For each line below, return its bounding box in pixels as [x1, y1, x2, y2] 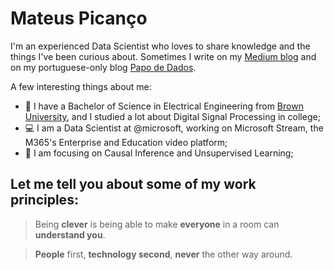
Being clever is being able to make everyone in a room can [34, 218, 280, 230]
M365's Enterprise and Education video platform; [24, 136, 228, 148]
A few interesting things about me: [10, 80, 152, 92]
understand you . [34, 228, 106, 241]
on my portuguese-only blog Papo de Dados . [10, 61, 197, 73]
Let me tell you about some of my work [10, 176, 257, 193]
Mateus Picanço [10, 7, 148, 30]
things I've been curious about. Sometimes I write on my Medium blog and [10, 50, 317, 62]
